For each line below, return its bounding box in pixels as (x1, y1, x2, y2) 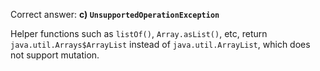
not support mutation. (10, 49, 100, 61)
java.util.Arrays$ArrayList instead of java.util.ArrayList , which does (10, 39, 311, 50)
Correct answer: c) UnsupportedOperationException (10, 9, 220, 20)
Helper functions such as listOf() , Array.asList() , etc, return (10, 28, 268, 39)
